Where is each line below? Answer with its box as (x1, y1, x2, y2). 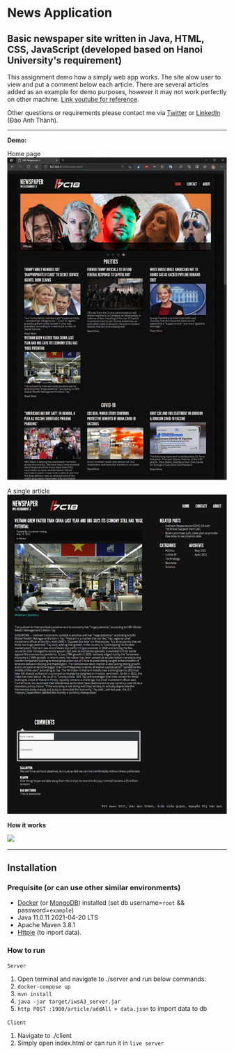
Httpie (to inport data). (17, 929, 82, 937)
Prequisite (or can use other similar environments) (7, 883, 181, 892)
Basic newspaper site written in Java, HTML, (7, 33, 205, 45)
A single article (7, 487, 50, 496)
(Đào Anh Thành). (7, 116, 58, 124)
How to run (7, 946, 45, 956)
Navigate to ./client (17, 1032, 72, 1040)
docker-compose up (17, 984, 71, 991)
